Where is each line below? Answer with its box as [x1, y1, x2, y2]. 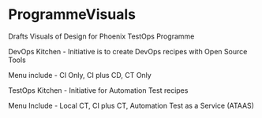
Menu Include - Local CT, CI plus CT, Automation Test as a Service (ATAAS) [8, 101, 255, 110]
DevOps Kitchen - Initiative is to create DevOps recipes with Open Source [8, 46, 248, 56]
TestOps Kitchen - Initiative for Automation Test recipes [8, 85, 189, 95]
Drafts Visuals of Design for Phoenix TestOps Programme [8, 31, 195, 41]
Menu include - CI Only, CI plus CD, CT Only [8, 70, 152, 79]
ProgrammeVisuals [8, 6, 137, 24]
